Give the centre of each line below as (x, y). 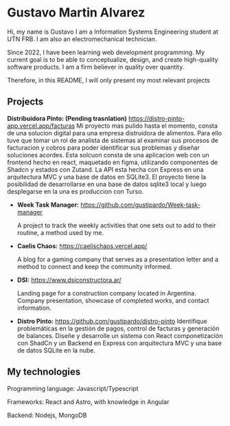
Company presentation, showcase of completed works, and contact (113, 300)
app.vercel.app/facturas (41, 126)
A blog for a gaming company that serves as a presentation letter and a (117, 259)
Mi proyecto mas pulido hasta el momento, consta (147, 126)
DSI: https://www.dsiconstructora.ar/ (69, 280)
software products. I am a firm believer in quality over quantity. (96, 67)
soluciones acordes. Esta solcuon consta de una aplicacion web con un (108, 155)
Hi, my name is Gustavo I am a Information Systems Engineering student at (113, 32)
